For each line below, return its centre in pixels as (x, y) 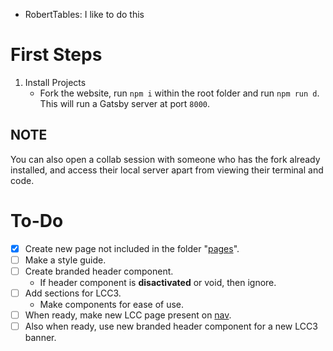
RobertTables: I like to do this (84, 14)
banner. (40, 338)
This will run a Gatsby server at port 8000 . (125, 103)
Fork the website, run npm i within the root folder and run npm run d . (179, 93)
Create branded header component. (99, 271)
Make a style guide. (65, 260)
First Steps (56, 55)
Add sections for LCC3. (73, 293)
